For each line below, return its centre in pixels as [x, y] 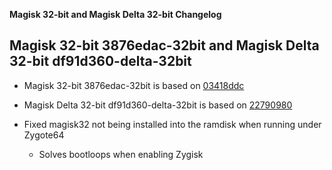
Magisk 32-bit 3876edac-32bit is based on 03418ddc [134, 85]
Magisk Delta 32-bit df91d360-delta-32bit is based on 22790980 [158, 105]
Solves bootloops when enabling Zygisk [121, 154]
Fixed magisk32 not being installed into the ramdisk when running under [172, 124]
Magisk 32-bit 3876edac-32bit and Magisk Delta [164, 45]
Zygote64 [44, 135]
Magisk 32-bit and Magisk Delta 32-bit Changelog [115, 14]
